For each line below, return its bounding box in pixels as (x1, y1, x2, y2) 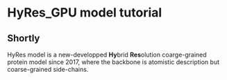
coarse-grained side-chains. (7, 66, 89, 73)
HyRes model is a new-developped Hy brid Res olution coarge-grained (7, 50, 207, 59)
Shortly (7, 32, 40, 44)
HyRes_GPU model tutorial (7, 5, 162, 21)
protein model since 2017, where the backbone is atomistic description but (7, 58, 220, 66)
